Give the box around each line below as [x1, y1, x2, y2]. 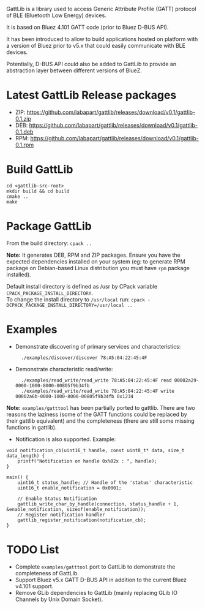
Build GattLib [6, 162, 73, 176]
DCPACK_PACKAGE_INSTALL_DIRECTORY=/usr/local [6, 302, 124, 308]
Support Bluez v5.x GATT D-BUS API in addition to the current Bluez [15, 576, 187, 583]
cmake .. [6, 193, 29, 200]
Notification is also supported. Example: [15, 435, 116, 443]
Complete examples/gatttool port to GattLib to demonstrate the [15, 563, 176, 570]
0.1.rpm [15, 141, 34, 148]
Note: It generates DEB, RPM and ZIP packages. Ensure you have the [6, 251, 181, 259]
